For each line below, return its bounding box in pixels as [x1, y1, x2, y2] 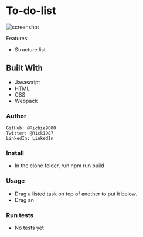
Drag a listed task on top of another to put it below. [14, 190, 138, 197]
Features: [6, 35, 29, 42]
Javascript [14, 78, 40, 85]
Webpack [14, 97, 38, 104]
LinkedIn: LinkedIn [6, 136, 54, 142]
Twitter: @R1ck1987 [6, 130, 54, 136]
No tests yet [14, 224, 44, 231]
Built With [6, 63, 43, 73]
